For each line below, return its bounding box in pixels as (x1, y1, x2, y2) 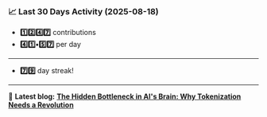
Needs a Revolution (8, 100, 74, 110)
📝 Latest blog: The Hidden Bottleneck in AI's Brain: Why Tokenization (8, 92, 242, 101)
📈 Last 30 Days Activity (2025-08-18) (8, 6, 159, 17)
